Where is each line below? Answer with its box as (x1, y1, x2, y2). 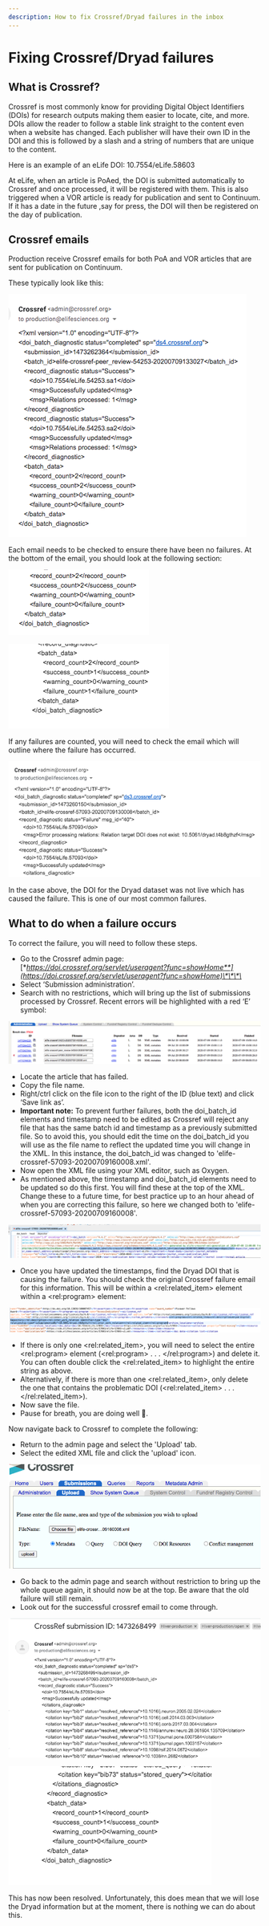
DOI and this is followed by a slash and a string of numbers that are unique (8, 136, 255, 145)
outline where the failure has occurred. (8, 745, 136, 755)
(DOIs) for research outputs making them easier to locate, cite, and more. (8, 110, 250, 120)
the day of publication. (8, 210, 82, 219)
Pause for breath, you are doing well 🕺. (19, 1408, 149, 1418)
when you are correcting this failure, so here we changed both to (19, 1199, 235, 1209)
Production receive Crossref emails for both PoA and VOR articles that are (8, 254, 252, 264)
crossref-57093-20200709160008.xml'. (19, 1157, 151, 1167)
